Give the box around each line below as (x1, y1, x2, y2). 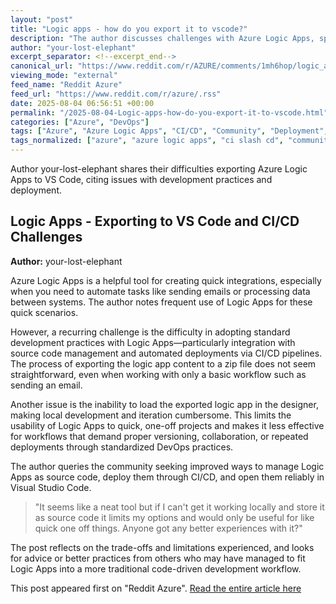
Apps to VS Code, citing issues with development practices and (10, 174, 273, 185)
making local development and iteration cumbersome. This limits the (10, 409, 292, 421)
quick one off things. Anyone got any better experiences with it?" (34, 522, 303, 534)
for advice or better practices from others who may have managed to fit (10, 552, 306, 564)
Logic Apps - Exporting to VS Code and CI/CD (10, 213, 300, 230)
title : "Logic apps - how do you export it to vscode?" (10, 24, 248, 34)
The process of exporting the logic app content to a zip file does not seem (10, 357, 317, 370)
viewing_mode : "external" (10, 71, 118, 81)
